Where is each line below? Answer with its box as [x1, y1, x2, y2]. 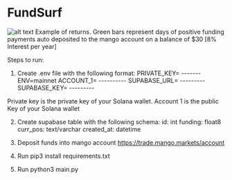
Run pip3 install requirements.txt [17, 152, 110, 160]
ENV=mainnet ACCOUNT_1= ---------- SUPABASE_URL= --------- [17, 76, 206, 84]
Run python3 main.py [17, 165, 78, 173]
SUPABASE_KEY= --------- [17, 83, 95, 92]
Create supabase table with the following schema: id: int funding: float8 [17, 117, 222, 126]
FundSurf [7, 5, 62, 21]
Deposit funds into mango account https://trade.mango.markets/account [17, 138, 225, 146]
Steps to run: [7, 55, 44, 63]
